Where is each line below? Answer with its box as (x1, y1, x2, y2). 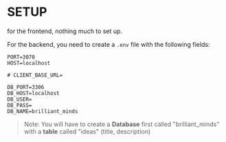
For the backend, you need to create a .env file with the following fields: (7, 40, 210, 48)
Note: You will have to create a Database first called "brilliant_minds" (23, 120, 220, 128)
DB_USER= (7, 96, 32, 103)
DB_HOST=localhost (7, 90, 60, 97)
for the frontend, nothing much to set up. (7, 27, 122, 35)
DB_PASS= (7, 101, 32, 109)
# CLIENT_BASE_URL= (7, 72, 63, 79)
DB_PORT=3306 (7, 83, 45, 90)
